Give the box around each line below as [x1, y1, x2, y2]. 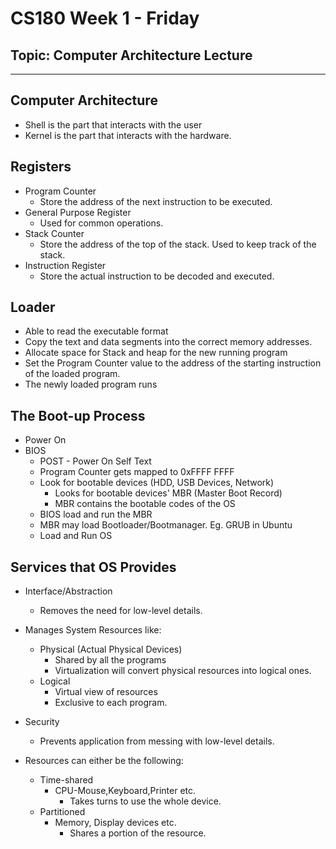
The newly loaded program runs [24, 378, 158, 391]
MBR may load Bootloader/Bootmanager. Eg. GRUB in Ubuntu [39, 519, 293, 531]
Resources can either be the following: [24, 755, 184, 767]
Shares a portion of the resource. [69, 827, 207, 839]
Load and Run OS [39, 530, 113, 542]
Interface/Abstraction [24, 585, 113, 597]
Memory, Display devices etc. [54, 817, 177, 829]
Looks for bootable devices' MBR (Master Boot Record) [54, 487, 283, 499]
